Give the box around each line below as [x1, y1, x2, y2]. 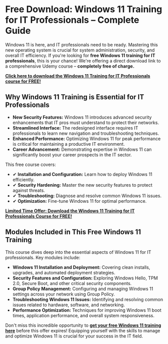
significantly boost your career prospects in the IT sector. [12, 151, 132, 157]
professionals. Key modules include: [5, 254, 81, 260]
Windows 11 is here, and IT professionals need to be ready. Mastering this [5, 41, 158, 47]
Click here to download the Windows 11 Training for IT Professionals [5, 73, 150, 79]
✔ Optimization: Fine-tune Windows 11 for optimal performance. [12, 198, 147, 204]
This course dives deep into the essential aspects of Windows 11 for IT [5, 249, 151, 255]
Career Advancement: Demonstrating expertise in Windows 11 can [12, 146, 152, 152]
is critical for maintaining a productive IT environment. [12, 141, 125, 147]
